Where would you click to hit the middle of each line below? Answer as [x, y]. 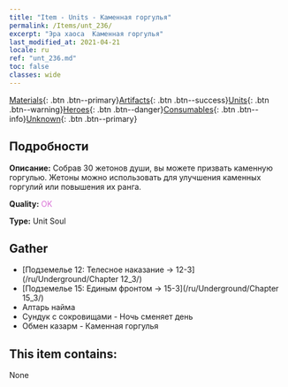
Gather [29, 248]
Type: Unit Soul [38, 221]
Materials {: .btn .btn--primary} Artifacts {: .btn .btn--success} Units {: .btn [139, 100]
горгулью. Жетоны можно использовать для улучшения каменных [135, 177]
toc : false [29, 67]
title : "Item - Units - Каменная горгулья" [91, 17]
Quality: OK [31, 203]
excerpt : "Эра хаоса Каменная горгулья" [87, 34]
